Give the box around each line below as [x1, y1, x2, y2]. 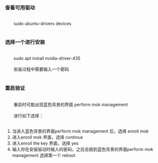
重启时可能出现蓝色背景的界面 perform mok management [14, 102, 128, 107]
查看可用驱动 [5, 4, 35, 11]
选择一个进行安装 [5, 39, 45, 45]
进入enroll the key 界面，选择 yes [12, 140, 79, 146]
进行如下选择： [14, 113, 44, 119]
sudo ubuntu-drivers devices [14, 21, 71, 27]
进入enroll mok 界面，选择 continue [12, 134, 83, 140]
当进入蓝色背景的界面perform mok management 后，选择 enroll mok [12, 128, 149, 134]
